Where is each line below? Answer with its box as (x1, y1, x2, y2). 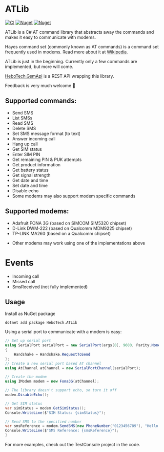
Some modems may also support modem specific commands (12, 193, 136, 199)
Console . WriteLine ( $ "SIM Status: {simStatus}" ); (5, 410, 106, 415)
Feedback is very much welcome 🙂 (5, 82, 76, 89)
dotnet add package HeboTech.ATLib (5, 320, 78, 325)
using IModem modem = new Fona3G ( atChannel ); (5, 379, 99, 384)
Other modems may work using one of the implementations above (12, 240, 145, 246)
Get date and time (12, 177, 48, 183)
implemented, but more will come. (5, 64, 74, 69)
